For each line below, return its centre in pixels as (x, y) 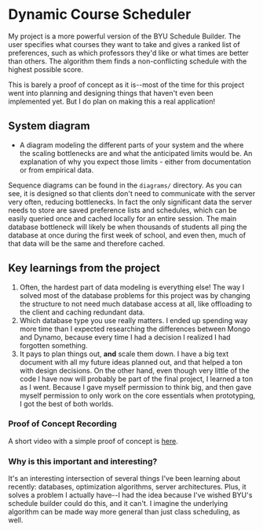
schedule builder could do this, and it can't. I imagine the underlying (118, 504)
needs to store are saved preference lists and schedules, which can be (122, 210)
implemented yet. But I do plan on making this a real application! (112, 101)
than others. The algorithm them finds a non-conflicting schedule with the (128, 61)
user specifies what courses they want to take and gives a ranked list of (124, 44)
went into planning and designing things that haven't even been (111, 93)
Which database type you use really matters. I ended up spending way (133, 320)
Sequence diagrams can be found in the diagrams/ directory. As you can (125, 185)
